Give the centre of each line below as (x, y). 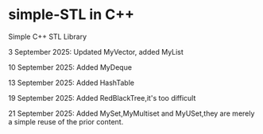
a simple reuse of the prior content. (66, 121)
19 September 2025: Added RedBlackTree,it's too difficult (102, 98)
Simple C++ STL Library (48, 36)
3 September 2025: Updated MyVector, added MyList (96, 52)
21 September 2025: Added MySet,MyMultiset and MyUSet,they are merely (131, 113)
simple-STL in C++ (72, 15)
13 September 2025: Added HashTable (72, 82)
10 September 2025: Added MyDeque (70, 67)
